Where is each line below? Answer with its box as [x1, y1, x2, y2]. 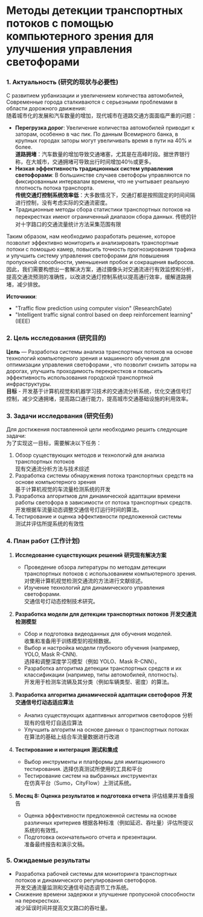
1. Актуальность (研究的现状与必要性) [6, 78, 119, 87]
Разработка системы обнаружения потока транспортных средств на [14, 472, 194, 479]
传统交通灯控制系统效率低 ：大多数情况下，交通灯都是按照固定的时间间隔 [14, 191, 195, 199]
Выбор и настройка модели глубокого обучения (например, [24, 644, 180, 652]
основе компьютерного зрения [14, 478, 96, 486]
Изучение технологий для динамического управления [24, 584, 165, 591]
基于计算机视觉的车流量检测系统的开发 [14, 486, 111, 493]
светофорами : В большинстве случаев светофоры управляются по [14, 171, 190, 179]
